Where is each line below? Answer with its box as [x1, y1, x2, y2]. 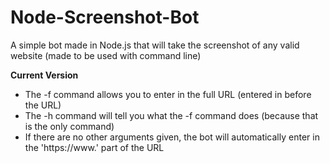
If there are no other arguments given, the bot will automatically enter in [24, 131, 320, 143]
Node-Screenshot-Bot [10, 6, 200, 29]
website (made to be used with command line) [10, 49, 202, 61]
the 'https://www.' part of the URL [24, 141, 165, 153]
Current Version [10, 69, 79, 81]
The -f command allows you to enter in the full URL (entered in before [24, 88, 312, 100]
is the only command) [24, 120, 115, 132]
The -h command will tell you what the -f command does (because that [24, 109, 319, 121]
